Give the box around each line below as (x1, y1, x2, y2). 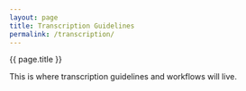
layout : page (9, 12, 59, 22)
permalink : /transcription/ (9, 29, 115, 38)
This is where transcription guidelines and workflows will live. (9, 71, 237, 82)
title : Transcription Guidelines (9, 21, 135, 30)
